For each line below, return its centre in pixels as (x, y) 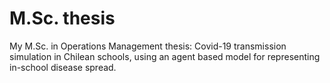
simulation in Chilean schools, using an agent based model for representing (165, 56)
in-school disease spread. (63, 67)
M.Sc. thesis (62, 18)
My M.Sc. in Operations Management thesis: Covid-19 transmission (148, 46)
